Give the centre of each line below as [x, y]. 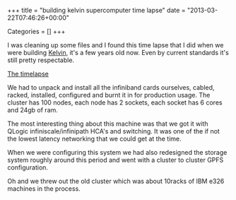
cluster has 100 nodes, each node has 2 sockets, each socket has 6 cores [115, 102]
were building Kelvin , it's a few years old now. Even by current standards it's [118, 53]
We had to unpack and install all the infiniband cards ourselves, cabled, [111, 87]
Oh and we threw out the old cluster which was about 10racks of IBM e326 [116, 181]
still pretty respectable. [41, 60]
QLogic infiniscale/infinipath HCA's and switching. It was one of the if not [114, 131]
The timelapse [28, 74]
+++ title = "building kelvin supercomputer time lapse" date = [96, 10]
